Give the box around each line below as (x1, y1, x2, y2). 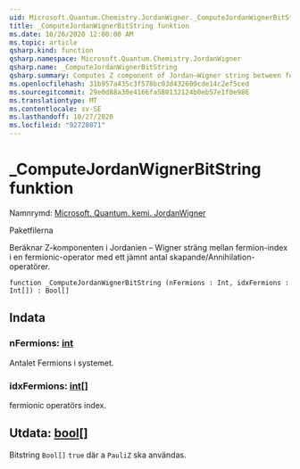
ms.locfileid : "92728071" (9, 121, 105, 130)
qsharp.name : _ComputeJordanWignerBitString (9, 63, 178, 72)
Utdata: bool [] (9, 425, 88, 441)
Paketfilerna (9, 225, 54, 235)
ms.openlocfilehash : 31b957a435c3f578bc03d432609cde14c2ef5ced (9, 79, 250, 88)
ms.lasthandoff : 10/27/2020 (9, 112, 114, 121)
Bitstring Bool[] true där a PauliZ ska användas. (9, 449, 187, 460)
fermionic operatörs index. (9, 399, 107, 410)
